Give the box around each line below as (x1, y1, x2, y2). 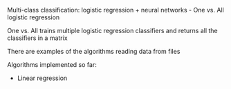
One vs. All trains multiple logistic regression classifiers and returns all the (7, 27, 218, 34)
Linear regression (17, 74, 68, 82)
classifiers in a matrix (7, 34, 68, 42)
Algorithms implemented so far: (7, 61, 97, 68)
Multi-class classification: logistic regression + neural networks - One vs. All (7, 6, 225, 14)
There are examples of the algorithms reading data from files (7, 48, 181, 55)
